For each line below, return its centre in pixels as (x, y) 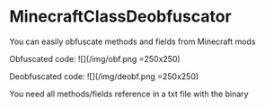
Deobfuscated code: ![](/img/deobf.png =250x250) (104, 76)
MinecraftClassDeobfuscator (120, 17)
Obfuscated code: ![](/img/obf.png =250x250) (95, 58)
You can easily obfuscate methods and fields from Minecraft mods (132, 41)
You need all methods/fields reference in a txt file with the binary (129, 94)
